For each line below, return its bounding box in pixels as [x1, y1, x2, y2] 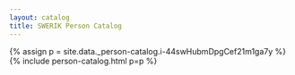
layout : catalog [9, 12, 70, 22]
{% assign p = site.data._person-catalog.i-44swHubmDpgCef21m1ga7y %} [9, 46, 287, 56]
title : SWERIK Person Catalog [9, 21, 123, 30]
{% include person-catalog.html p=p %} [9, 55, 158, 66]
